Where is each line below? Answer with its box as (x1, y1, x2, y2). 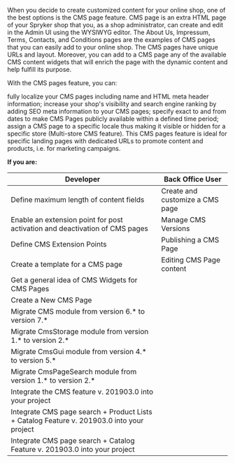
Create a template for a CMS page (10, 260, 123, 269)
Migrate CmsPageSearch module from (10, 367, 137, 376)
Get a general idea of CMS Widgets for (10, 275, 138, 285)
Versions (160, 223, 190, 233)
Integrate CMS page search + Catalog (10, 436, 135, 446)
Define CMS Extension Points (10, 240, 107, 249)
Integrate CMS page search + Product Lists (10, 407, 152, 416)
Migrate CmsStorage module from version (10, 327, 149, 336)
